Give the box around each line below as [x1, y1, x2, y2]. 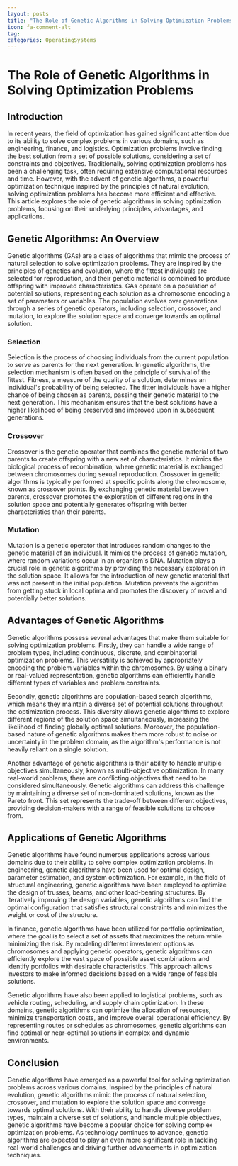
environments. [7, 1036, 50, 1045]
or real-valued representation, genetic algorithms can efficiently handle [7, 671, 215, 679]
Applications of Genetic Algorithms [7, 832, 166, 844]
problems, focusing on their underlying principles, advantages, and [7, 205, 203, 213]
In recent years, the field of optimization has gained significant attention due [7, 129, 230, 138]
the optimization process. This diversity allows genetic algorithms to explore [7, 707, 230, 716]
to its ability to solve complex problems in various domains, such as [7, 137, 204, 145]
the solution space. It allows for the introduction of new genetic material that [7, 571, 230, 580]
